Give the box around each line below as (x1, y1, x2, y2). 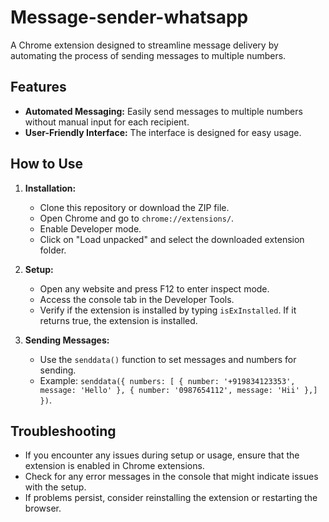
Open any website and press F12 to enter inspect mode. (39, 282, 270, 295)
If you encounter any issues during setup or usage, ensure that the (24, 449, 300, 461)
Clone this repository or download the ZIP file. (39, 201, 230, 213)
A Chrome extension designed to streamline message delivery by (10, 39, 279, 51)
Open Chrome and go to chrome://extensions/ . (39, 212, 235, 224)
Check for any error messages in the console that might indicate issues (24, 471, 319, 483)
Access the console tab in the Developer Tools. (39, 293, 235, 305)
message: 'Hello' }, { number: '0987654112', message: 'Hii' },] (39, 385, 318, 395)
